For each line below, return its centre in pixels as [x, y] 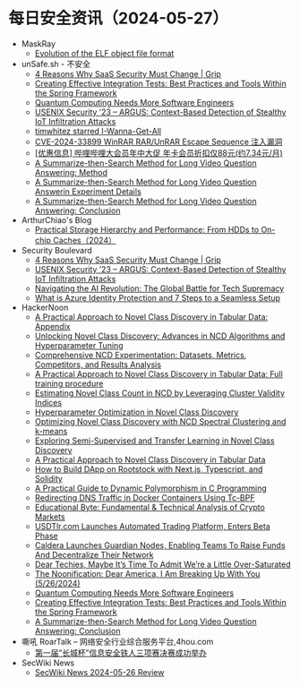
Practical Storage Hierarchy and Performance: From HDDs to [147, 229]
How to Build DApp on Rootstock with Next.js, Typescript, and [149, 469]
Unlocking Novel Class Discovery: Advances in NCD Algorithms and [160, 336]
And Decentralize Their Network [94, 554]
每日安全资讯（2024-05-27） [119, 18]
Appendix [52, 326]
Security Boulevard [57, 250]
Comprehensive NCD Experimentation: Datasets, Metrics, [141, 355]
